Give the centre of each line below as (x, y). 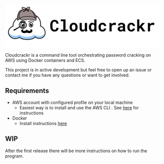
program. (14, 156)
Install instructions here (43, 124)
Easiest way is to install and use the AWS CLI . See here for (79, 108)
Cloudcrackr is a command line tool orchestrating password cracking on (78, 55)
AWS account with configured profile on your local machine (72, 102)
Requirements (27, 90)
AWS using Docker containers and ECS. (45, 61)
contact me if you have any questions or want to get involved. (68, 75)
